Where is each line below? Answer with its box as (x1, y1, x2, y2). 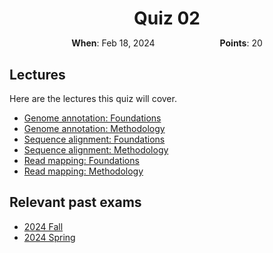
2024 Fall (23, 220, 64, 232)
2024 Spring (23, 231, 76, 243)
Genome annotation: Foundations (23, 112, 162, 124)
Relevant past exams (9, 194, 142, 211)
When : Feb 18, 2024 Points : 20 (71, 37, 263, 49)
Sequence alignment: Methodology (23, 144, 169, 156)
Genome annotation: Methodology (23, 123, 166, 134)
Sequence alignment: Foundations (23, 133, 166, 145)
